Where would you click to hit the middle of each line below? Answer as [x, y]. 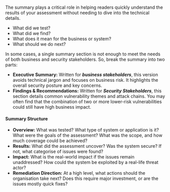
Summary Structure [27, 118]
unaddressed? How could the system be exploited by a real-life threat [86, 163]
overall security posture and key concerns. [57, 85]
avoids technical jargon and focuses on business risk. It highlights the [85, 80]
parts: [11, 65]
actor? [19, 168]
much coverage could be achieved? [50, 141]
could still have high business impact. [52, 107]
